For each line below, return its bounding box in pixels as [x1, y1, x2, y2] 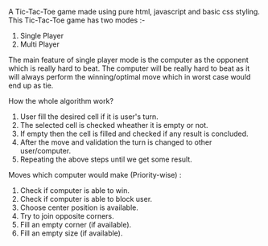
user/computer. [19, 146, 72, 155]
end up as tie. [8, 80, 54, 90]
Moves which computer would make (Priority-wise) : [8, 170, 182, 179]
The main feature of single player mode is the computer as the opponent [8, 55, 249, 64]
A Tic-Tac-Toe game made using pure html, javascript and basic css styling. [8, 7, 260, 16]
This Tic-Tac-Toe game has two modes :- [8, 15, 146, 25]
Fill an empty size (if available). [19, 228, 123, 238]
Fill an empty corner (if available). [19, 220, 132, 229]
